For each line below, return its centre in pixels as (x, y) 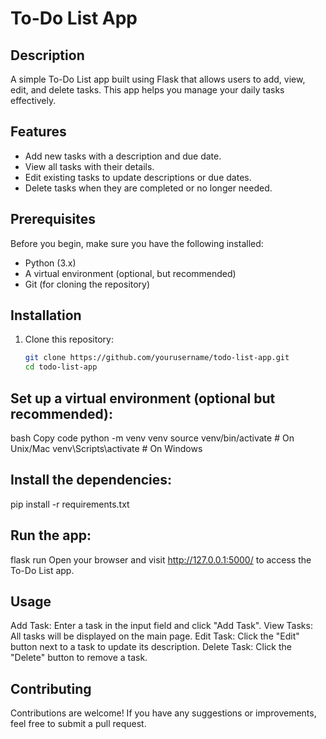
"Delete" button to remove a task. (79, 658)
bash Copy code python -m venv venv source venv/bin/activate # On (152, 438)
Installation (46, 315)
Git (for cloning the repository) (87, 284)
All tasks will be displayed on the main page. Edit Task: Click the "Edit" (155, 636)
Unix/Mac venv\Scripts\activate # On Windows (106, 448)
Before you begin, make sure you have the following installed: (137, 243)
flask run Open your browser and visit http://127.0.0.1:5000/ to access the (161, 559)
